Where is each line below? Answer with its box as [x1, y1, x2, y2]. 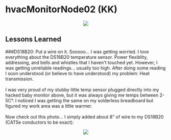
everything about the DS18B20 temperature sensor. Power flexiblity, [5, 54, 148, 60]
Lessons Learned [5, 35, 61, 44]
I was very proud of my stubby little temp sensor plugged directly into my [5, 86, 159, 92]
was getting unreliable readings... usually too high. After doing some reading [5, 65, 166, 71]
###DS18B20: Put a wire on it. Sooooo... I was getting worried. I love [5, 49, 149, 55]
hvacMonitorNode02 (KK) [5, 4, 117, 15]
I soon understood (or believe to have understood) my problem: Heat [5, 70, 150, 76]
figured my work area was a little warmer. [5, 103, 93, 109]
